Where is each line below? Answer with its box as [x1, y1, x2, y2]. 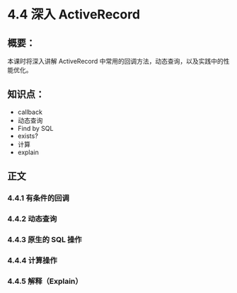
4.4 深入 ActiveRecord [7, 6, 140, 23]
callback [17, 108, 42, 116]
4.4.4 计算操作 [7, 255, 58, 265]
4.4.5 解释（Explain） [7, 276, 83, 286]
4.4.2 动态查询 [7, 214, 57, 224]
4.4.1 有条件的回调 [7, 193, 69, 203]
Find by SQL [17, 124, 54, 132]
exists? [17, 132, 39, 140]
